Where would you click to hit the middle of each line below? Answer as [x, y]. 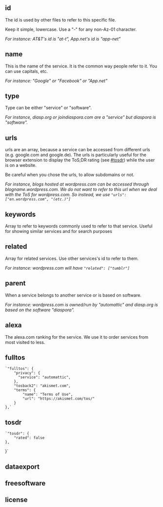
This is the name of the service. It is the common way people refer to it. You [81, 66]
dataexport [22, 467]
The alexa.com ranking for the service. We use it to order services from [77, 337]
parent [15, 283]
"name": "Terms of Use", [48, 394]
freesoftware [25, 483]
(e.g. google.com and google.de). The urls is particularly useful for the [76, 155]
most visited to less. [25, 342]
